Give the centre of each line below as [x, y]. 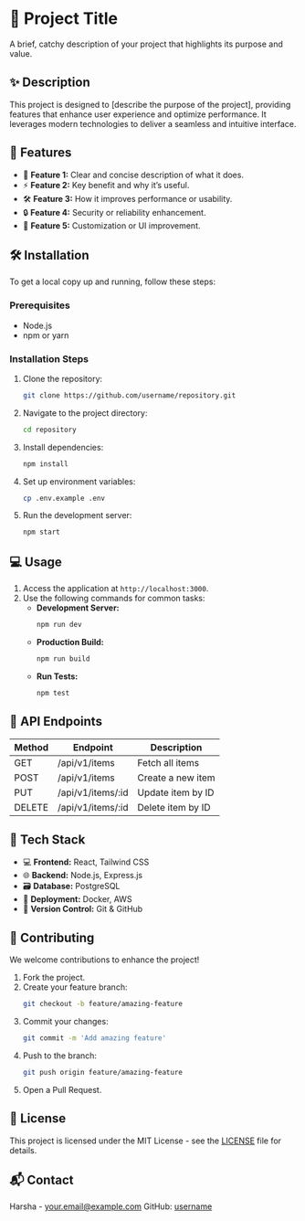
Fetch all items [168, 762]
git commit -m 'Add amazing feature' [95, 1038]
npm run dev [59, 625]
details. [23, 1150]
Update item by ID [176, 792]
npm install [45, 464]
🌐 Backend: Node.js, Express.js [83, 876]
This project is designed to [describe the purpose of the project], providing [150, 104]
